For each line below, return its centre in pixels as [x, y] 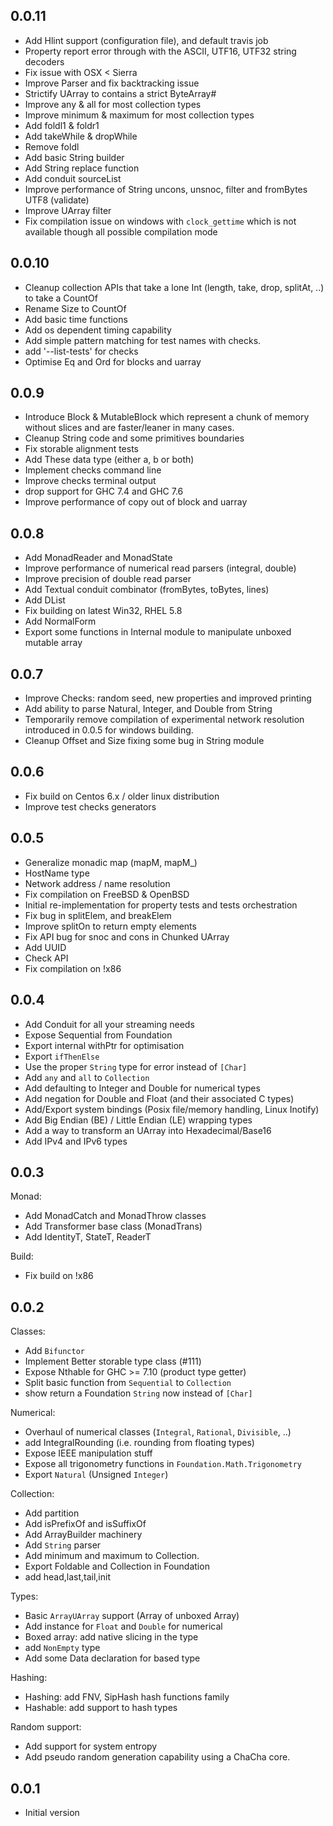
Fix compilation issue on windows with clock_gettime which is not [160, 221]
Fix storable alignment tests [81, 449]
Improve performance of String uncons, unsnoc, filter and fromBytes [166, 189]
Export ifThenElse [62, 1056]
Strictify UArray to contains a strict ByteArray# [120, 93]
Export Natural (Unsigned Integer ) [96, 1475]
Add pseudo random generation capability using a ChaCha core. [157, 1757]
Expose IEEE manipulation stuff [88, 1453]
